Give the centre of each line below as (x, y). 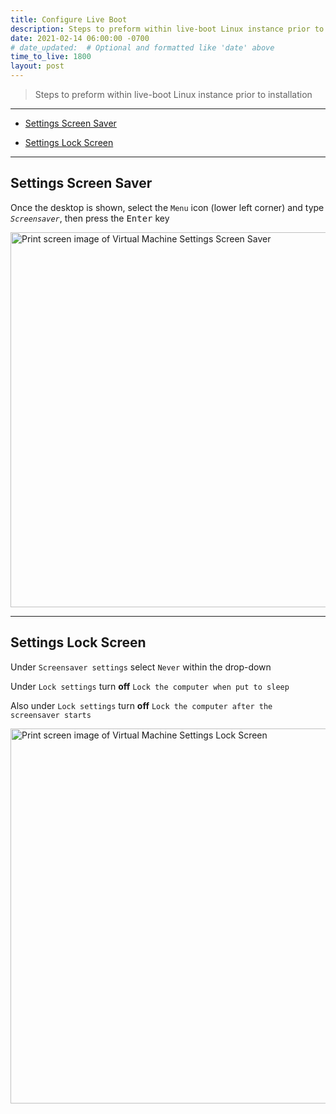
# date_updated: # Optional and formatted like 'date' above (142, 47)
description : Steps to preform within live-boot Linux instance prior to (167, 29)
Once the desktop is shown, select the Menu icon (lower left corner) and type (167, 207)
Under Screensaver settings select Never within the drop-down (141, 667)
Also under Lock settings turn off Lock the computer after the (141, 705)
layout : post (37, 66)
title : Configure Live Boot (69, 19)
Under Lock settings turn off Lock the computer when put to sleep (150, 686)
